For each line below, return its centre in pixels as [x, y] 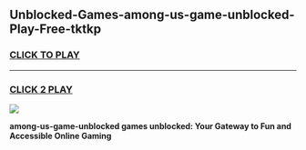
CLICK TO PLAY [45, 55]
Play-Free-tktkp [56, 30]
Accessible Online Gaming [61, 135]
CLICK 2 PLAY [41, 89]
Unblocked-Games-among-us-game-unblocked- [152, 15]
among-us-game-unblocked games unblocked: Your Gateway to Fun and [150, 125]
